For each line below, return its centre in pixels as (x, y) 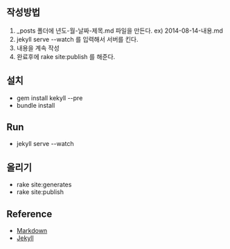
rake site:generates (44, 185)
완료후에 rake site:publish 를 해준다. (66, 56)
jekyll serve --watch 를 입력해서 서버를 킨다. (77, 39)
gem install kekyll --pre (50, 98)
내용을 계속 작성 (38, 48)
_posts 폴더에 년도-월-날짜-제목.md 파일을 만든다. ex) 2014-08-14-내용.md (120, 31)
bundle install (36, 105)
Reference (29, 214)
